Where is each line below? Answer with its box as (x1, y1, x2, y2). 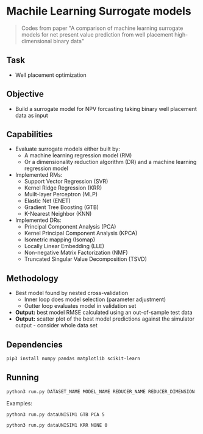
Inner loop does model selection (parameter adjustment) (24, 296, 166, 303)
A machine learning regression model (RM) (24, 152, 132, 159)
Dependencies (6, 340, 63, 350)
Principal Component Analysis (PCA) (24, 223, 116, 230)
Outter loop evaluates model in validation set (24, 302, 137, 310)
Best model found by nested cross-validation (15, 290, 129, 297)
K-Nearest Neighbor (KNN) (24, 210, 92, 218)
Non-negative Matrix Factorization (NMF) (24, 249, 128, 257)
